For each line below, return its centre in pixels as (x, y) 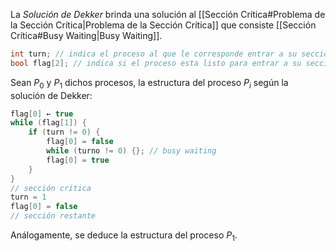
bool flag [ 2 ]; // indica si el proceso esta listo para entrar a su (156, 63)
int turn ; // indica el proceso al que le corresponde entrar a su (154, 54)
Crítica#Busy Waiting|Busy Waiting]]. (86, 35)
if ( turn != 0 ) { (64, 132)
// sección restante (53, 216)
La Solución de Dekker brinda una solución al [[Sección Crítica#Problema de (168, 14)
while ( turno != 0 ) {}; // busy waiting (131, 151)
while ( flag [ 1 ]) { (48, 123)
